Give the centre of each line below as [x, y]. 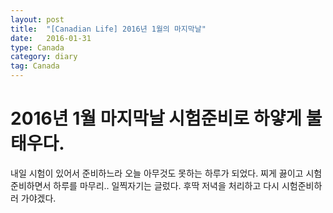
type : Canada [37, 47]
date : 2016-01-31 [51, 38]
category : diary [44, 57]
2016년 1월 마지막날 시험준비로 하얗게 [156, 118]
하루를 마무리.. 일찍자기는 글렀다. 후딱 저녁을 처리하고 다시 [166, 185]
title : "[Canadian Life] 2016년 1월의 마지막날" [108, 29]
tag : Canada [35, 66]
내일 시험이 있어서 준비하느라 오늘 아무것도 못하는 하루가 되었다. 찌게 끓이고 [157, 173]
